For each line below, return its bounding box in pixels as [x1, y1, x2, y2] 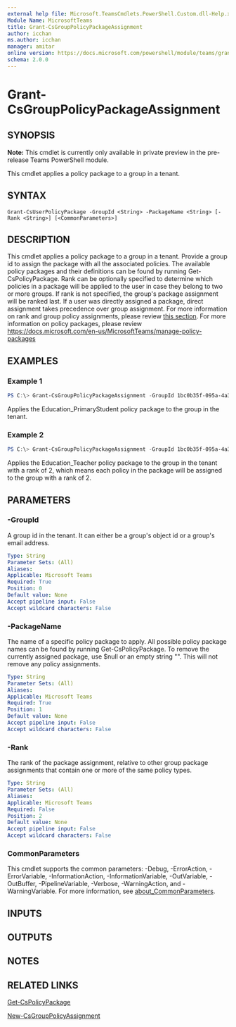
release [7, 156, 29, 164]
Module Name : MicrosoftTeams [7, 17, 93, 24]
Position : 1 [7, 706, 42, 714]
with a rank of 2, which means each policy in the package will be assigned [7, 466, 223, 475]
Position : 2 [7, 812, 42, 819]
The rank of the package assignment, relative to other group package [7, 759, 209, 767]
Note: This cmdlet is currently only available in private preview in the [7, 148, 206, 156]
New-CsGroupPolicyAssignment [7, 1012, 100, 1020]
